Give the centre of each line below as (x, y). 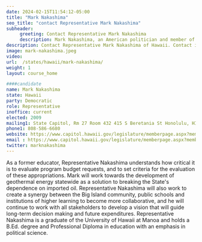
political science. (27, 232)
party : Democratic (29, 101)
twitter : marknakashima (36, 145)
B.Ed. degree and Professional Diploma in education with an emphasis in (96, 226)
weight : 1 (19, 68)
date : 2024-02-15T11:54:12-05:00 (48, 12)
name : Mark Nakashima (33, 90)
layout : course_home (32, 73)
